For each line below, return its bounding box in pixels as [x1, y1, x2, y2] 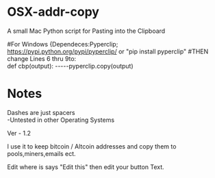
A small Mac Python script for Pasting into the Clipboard [7, 27, 166, 35]
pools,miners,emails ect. [7, 149, 77, 157]
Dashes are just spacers [7, 108, 75, 116]
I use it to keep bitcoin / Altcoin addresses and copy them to [7, 142, 177, 151]
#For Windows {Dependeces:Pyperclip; [7, 40, 118, 48]
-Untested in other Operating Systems [7, 116, 115, 124]
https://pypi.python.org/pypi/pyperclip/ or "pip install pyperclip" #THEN [7, 47, 209, 55]
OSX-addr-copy [7, 4, 99, 20]
